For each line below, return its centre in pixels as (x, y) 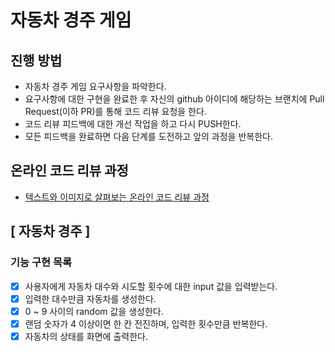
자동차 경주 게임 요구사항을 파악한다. (95, 86)
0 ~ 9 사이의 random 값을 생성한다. (94, 311)
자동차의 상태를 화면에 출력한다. (86, 336)
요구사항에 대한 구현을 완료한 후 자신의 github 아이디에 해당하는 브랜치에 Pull (174, 99)
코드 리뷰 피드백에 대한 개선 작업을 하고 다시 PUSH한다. (133, 124)
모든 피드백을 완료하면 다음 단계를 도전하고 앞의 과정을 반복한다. (148, 136)
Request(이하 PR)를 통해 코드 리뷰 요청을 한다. (115, 111)
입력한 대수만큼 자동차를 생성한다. (90, 298)
